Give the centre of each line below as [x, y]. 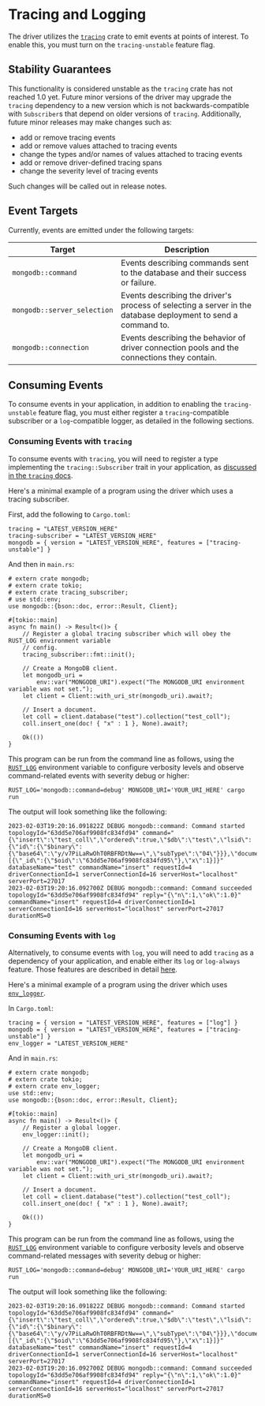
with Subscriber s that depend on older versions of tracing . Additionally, [125, 114]
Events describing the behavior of [183, 338]
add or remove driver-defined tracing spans [91, 162]
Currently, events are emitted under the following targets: [101, 229]
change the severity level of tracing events [89, 170]
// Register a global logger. [72, 1128]
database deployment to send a [179, 315]
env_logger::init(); [56, 1134]
